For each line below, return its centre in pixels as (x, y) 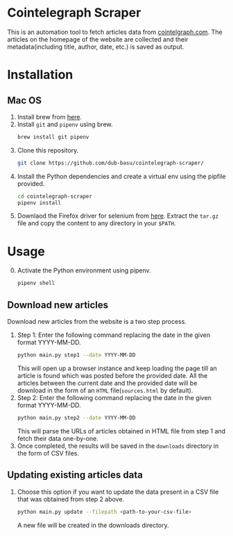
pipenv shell (36, 283)
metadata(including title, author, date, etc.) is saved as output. (96, 46)
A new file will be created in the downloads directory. (93, 525)
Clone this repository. (48, 150)
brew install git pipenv (53, 137)
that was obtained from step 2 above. (71, 499)
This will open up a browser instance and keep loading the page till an (117, 368)
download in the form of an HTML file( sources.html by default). (105, 390)
